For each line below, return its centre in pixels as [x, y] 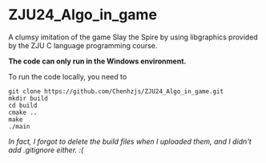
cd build [23, 105]
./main [19, 126]
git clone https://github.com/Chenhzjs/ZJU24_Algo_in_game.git [116, 91]
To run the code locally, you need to [68, 76]
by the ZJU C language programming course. [83, 45]
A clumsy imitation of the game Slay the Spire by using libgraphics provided [133, 37]
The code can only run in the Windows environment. [97, 61]
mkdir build [28, 98]
